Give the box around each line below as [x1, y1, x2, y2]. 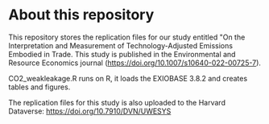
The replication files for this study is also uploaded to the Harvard [8, 97, 226, 107]
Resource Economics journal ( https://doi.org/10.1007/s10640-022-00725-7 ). [8, 58, 262, 68]
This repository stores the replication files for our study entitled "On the [8, 32, 246, 42]
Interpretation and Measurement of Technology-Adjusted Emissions [8, 40, 234, 50]
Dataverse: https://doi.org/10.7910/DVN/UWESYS [8, 106, 172, 116]
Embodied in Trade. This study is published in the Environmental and [8, 49, 236, 59]
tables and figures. [8, 82, 71, 92]
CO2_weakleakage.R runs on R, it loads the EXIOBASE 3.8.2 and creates [8, 73, 248, 83]
